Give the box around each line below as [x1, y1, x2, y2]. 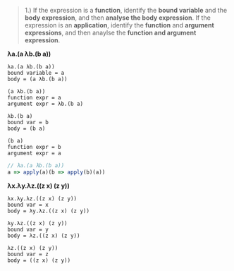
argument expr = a [7, 150, 61, 157]
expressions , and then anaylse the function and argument [24, 28, 197, 37]
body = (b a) [7, 125, 46, 132]
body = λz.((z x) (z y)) [7, 232, 80, 239]
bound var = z [7, 251, 49, 258]
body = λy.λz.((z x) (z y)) [7, 207, 90, 215]
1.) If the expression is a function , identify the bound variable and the [24, 6, 228, 14]
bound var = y [7, 226, 49, 233]
